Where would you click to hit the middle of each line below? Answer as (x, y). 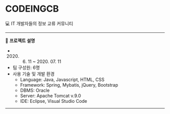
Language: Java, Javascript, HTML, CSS (62, 80)
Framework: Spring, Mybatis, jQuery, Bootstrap (69, 85)
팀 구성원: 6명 (26, 67)
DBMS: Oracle (35, 90)
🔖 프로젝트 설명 (20, 41)
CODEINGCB (32, 9)
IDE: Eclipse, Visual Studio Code (54, 101)
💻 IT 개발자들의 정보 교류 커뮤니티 (39, 23)
